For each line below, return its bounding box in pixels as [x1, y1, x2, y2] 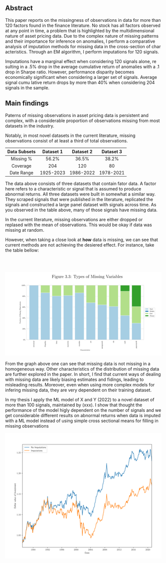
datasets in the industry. [5, 123, 55, 128]
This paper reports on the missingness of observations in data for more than [5, 17, 161, 23]
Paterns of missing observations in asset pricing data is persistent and [5, 112, 149, 118]
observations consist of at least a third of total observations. [5, 137, 128, 143]
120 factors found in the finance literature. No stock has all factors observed [5, 22, 161, 28]
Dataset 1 [42, 149, 63, 155]
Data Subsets [7, 149, 36, 155]
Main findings [5, 99, 49, 108]
